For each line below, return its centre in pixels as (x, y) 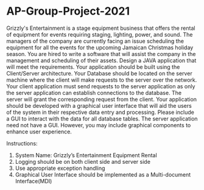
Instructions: (22, 143)
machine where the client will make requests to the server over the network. (102, 80)
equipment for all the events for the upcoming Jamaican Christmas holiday (100, 47)
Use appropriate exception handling (60, 168)
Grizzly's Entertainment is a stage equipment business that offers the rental (101, 28)
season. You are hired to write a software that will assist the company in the (101, 54)
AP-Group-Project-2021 (68, 11)
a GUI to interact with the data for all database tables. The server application (102, 118)
